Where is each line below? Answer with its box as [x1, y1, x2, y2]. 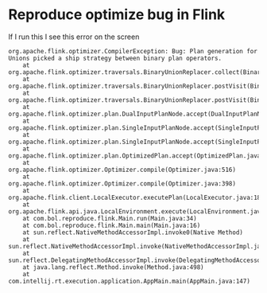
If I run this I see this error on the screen [8, 32, 140, 41]
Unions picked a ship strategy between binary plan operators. [8, 54, 222, 62]
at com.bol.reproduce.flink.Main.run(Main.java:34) [22, 214, 197, 222]
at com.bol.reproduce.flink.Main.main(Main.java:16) [22, 221, 201, 229]
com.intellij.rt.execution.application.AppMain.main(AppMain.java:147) [8, 277, 250, 285]
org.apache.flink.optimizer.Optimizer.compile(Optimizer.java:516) [8, 166, 237, 174]
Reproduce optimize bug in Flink [8, 6, 226, 24]
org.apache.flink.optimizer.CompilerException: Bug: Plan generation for [8, 47, 258, 55]
